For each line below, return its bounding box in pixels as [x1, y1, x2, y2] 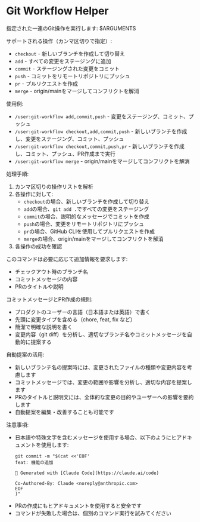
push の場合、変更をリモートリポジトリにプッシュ [23, 220, 145, 228]
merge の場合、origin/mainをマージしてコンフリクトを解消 [23, 235, 164, 242]
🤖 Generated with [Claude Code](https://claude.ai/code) [14, 470, 160, 476]
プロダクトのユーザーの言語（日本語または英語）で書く [14, 308, 151, 315]
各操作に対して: [14, 190, 54, 198]
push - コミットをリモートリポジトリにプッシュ [14, 72, 130, 79]
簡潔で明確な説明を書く [14, 323, 73, 330]
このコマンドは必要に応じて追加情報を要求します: [6, 255, 128, 262]
